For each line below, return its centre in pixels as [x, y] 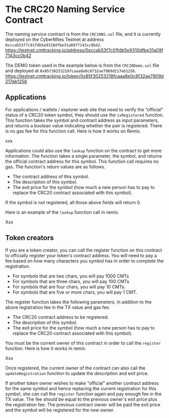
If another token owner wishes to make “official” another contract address [82, 383]
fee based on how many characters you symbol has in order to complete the [84, 261]
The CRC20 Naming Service [65, 9]
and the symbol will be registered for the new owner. [60, 410]
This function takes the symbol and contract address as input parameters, [82, 120]
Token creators [30, 238]
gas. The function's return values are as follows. [55, 167]
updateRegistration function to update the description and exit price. [77, 373]
